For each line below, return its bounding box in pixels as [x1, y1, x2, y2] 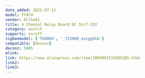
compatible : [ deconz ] [5, 41, 52, 46]
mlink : [5, 50, 19, 55]
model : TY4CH [5, 12, 33, 17]
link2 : [5, 60, 19, 65]
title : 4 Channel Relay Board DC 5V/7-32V [5, 22, 97, 27]
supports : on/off [5, 31, 43, 36]
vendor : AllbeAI [5, 17, 40, 22]
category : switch [5, 27, 43, 32]
